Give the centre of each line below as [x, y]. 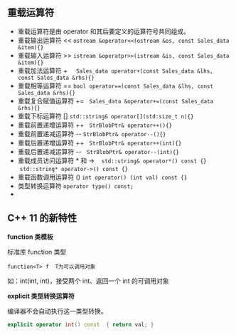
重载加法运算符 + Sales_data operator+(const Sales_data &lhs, [115, 71]
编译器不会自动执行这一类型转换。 [57, 311]
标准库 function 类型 [37, 252]
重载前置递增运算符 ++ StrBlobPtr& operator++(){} [95, 125]
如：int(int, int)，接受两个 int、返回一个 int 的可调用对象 [88, 281]
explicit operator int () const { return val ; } [81, 324]
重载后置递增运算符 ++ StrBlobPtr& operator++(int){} [100, 143]
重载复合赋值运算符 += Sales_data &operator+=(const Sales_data [116, 100]
